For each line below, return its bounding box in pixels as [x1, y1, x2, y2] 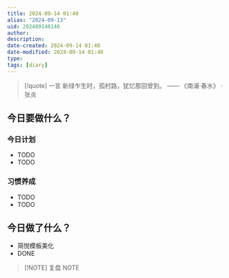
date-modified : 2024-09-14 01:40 [7, 49, 104, 56]
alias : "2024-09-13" [7, 17, 67, 24]
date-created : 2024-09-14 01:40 [7, 42, 100, 49]
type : [7, 55, 23, 62]
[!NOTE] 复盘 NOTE [24, 263, 80, 272]
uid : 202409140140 [7, 23, 60, 30]
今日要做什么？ [7, 112, 71, 124]
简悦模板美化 [17, 241, 54, 250]
